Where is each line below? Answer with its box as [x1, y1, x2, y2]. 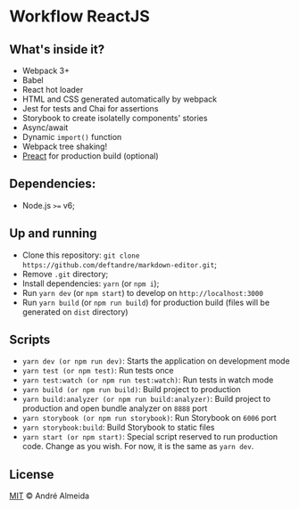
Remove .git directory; [21, 268, 109, 279]
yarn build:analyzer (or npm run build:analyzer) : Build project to [21, 394, 270, 405]
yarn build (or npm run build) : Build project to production [21, 384, 241, 395]
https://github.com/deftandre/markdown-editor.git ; [21, 259, 217, 269]
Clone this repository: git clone [21, 250, 140, 260]
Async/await [21, 122, 69, 133]
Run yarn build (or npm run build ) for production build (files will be [21, 297, 270, 308]
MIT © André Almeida [9, 490, 90, 501]
